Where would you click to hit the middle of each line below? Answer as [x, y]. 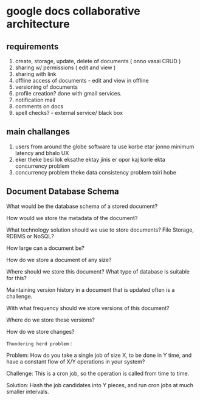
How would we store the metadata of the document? [72, 218]
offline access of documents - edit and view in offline [82, 81]
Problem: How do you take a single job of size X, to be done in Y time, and [99, 355]
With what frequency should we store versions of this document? [88, 308]
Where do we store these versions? [51, 320]
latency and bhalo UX [42, 153]
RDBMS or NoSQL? [30, 236]
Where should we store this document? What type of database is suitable [98, 271]
